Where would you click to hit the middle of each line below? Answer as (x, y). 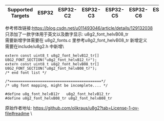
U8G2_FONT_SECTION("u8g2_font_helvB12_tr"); (51, 60)
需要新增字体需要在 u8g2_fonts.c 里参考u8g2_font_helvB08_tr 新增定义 (76, 40)
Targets (20, 16)
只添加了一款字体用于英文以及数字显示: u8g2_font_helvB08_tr (67, 34)
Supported (20, 10)
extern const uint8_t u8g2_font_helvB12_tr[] (52, 56)
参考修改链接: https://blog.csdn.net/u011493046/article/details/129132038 (79, 28)
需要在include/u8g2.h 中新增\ (35, 46)
